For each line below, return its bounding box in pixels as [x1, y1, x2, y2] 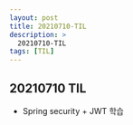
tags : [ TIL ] [9, 47, 54, 56]
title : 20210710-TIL [9, 22, 88, 31]
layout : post [9, 13, 59, 23]
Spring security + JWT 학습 [22, 105, 124, 116]
